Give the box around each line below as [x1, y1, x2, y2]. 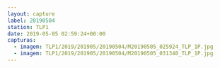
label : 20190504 [7, 17, 55, 24]
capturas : [7, 37, 37, 44]
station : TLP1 [7, 23, 50, 30]
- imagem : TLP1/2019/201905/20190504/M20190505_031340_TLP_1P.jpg [13, 50, 214, 57]
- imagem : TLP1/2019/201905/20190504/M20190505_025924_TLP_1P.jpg [13, 43, 214, 50]
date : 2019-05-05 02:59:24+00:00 [7, 30, 106, 38]
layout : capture [7, 10, 55, 18]
